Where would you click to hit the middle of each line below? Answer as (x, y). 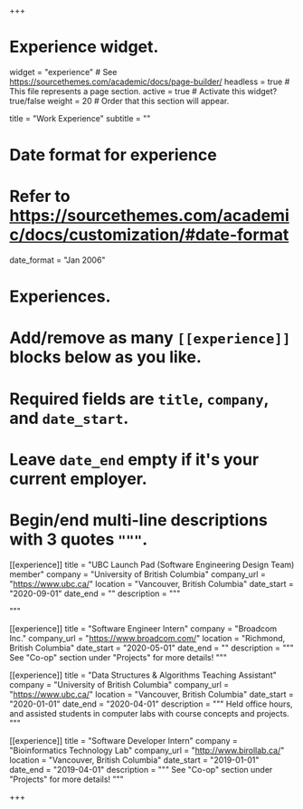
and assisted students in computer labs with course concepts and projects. (149, 713)
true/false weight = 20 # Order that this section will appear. (119, 101)
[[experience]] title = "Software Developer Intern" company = (123, 740)
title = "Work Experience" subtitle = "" (80, 118)
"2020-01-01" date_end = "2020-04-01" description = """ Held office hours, (151, 704)
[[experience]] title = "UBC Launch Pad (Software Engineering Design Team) (152, 564)
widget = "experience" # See (63, 72)
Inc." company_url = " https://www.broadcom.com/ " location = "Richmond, (147, 638)
